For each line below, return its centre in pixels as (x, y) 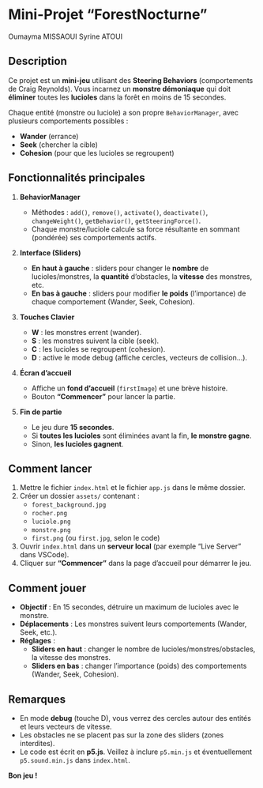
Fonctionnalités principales (77, 178)
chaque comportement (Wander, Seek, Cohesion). (113, 301)
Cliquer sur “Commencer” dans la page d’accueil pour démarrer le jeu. (135, 564)
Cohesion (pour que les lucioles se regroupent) (97, 153)
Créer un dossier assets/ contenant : (79, 496)
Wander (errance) (49, 136)
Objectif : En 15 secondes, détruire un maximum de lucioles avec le (129, 607)
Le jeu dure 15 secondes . (73, 427)
